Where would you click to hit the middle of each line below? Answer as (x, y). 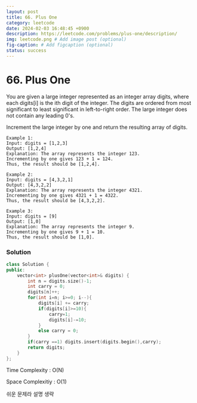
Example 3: (20, 211)
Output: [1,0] (24, 221)
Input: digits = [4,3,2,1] (40, 179)
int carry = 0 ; (47, 287)
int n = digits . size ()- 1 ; (60, 281)
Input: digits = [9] (32, 216)
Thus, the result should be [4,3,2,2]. (56, 200)
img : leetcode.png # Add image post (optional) (67, 39)
